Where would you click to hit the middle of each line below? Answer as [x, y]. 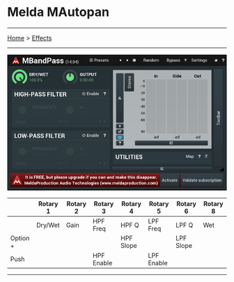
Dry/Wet [48, 225]
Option [20, 238]
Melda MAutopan [58, 12]
